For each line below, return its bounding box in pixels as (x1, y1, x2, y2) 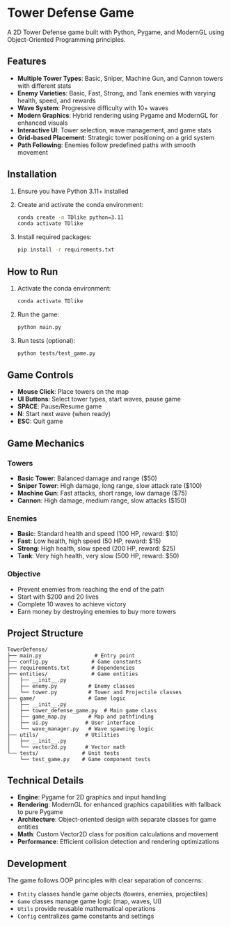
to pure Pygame (17, 808, 63, 816)
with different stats (17, 82, 72, 90)
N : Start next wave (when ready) (17, 410, 111, 418)
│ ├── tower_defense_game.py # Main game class (7, 707, 157, 714)
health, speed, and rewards (17, 96, 96, 105)
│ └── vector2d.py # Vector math (7, 744, 127, 751)
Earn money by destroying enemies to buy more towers (17, 607, 176, 615)
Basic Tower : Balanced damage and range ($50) (17, 474, 158, 482)
